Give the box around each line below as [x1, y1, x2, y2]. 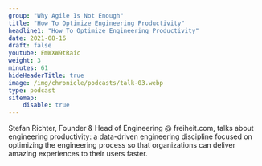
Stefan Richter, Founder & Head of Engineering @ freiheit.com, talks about [8, 123, 255, 133]
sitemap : [8, 94, 38, 102]
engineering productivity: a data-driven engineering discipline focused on [8, 132, 253, 141]
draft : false [8, 42, 52, 50]
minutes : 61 [8, 64, 48, 72]
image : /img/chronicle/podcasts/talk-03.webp [8, 79, 163, 87]
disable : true [23, 101, 70, 109]
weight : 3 [8, 57, 42, 65]
